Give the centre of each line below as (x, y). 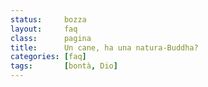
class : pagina (51, 38)
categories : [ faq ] (48, 57)
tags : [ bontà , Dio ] (64, 66)
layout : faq (44, 29)
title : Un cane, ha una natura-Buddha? (104, 47)
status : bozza (48, 19)
